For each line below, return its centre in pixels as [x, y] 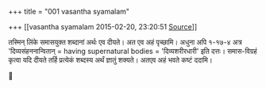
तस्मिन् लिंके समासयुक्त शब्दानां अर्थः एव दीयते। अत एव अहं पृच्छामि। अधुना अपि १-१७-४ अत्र [125, 42]
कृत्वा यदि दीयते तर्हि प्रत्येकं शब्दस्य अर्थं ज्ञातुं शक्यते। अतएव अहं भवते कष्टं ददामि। [110, 60]
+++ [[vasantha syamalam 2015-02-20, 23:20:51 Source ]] [103, 27]
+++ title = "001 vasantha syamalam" [69, 11]
